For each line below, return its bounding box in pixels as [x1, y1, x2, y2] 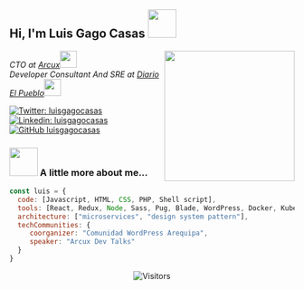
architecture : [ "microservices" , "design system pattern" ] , [17, 212, 249, 221]
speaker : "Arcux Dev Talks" [29, 237, 136, 246]
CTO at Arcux [9, 59, 61, 70]
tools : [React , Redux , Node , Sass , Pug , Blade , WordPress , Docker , [17, 203, 278, 213]
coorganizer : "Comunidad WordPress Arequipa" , [29, 228, 208, 238]
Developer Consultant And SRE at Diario [9, 69, 160, 80]
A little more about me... [39, 166, 148, 179]
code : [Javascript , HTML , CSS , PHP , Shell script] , [17, 195, 217, 204]
